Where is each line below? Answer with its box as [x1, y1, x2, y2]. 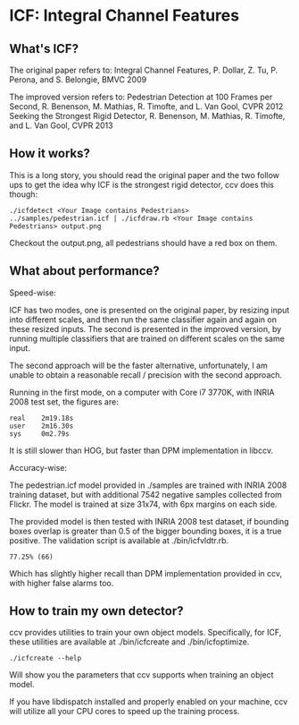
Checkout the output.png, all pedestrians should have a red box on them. [9, 237, 278, 248]
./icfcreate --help [9, 654, 82, 663]
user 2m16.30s [9, 422, 74, 431]
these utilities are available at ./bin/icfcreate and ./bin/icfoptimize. [9, 636, 250, 647]
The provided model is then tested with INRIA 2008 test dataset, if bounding [9, 516, 289, 526]
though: [9, 189, 38, 200]
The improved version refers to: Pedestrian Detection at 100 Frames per [9, 91, 273, 102]
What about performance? [9, 263, 161, 278]
